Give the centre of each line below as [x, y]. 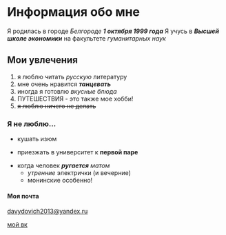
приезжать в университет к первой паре [78, 152]
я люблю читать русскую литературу [72, 76]
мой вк [17, 225]
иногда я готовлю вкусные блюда [67, 91]
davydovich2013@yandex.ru [48, 212]
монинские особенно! [60, 181]
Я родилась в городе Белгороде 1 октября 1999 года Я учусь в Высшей [113, 31]
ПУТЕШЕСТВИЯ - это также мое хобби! [75, 99]
